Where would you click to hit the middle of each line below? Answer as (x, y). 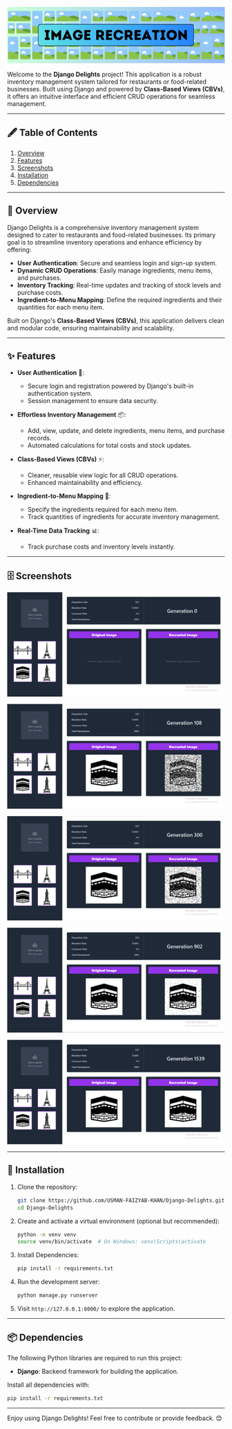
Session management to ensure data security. (93, 401)
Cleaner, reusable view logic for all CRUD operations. (103, 475)
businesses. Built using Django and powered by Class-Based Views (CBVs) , (116, 89)
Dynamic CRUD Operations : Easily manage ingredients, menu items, (115, 270)
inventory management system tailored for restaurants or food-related (107, 81)
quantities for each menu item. (61, 307)
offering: (19, 249)
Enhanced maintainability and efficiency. (85, 483)
